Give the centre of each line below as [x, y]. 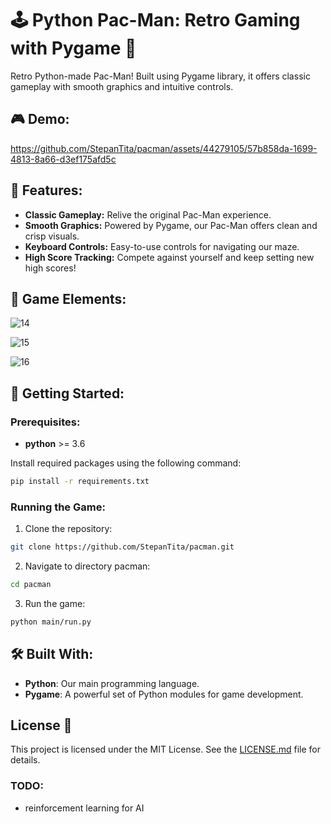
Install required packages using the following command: [126, 463]
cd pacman [31, 585]
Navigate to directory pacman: [87, 566]
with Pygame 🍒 [73, 48]
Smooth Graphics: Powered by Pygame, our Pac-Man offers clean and [171, 225]
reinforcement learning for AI [84, 808]
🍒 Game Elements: [68, 298]
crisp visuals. [52, 236]
